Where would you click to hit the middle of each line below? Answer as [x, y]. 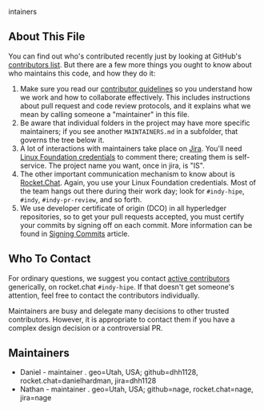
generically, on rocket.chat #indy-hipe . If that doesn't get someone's [121, 286]
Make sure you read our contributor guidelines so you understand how [136, 88]
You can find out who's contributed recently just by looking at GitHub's [125, 56]
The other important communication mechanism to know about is [128, 174]
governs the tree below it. [62, 140]
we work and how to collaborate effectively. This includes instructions [135, 97]
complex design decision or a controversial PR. [86, 327]
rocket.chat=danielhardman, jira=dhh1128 [88, 381]
